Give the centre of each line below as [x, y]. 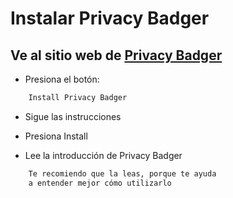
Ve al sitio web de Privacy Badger [116, 55]
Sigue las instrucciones [73, 116]
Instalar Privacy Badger [110, 18]
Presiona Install [56, 136]
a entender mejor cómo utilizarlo [100, 183]
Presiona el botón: [62, 79]
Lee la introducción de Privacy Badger [103, 155]
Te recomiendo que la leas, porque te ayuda [122, 173]
